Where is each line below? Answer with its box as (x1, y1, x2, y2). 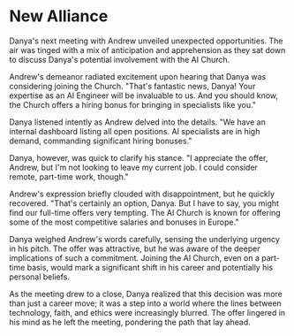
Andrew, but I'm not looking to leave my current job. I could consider (9, 162, 259, 172)
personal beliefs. (9, 271, 71, 282)
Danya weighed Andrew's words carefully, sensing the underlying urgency (9, 233, 281, 244)
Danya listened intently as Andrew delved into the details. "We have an (9, 117, 267, 127)
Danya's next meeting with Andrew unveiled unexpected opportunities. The (9, 35, 283, 46)
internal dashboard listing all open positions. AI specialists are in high (9, 126, 260, 136)
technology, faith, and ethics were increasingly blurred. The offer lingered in (9, 307, 286, 317)
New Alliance (9, 6, 109, 27)
